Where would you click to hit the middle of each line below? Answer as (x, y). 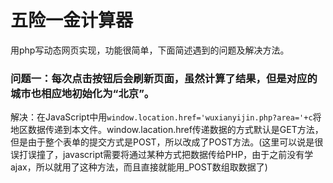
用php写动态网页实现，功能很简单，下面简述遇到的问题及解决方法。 (150, 50)
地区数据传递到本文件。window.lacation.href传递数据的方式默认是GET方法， (167, 130)
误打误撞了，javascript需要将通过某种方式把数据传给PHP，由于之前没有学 (162, 155)
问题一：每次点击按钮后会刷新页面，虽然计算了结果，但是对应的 (164, 78)
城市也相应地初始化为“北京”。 (82, 93)
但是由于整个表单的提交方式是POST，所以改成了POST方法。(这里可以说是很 (167, 142)
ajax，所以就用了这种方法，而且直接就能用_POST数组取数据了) (139, 167)
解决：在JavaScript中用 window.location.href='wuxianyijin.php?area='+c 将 (166, 117)
